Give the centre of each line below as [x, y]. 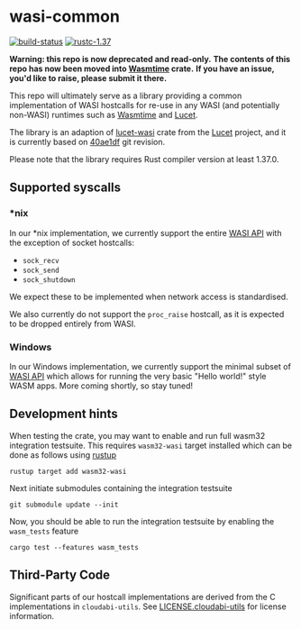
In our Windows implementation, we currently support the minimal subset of [150, 366]
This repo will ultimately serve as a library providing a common [126, 96]
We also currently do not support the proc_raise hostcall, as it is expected [147, 314]
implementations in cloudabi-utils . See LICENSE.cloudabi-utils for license [148, 606]
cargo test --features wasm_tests [74, 547]
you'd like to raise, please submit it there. [88, 77]
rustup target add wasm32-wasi [68, 471]
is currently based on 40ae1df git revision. [87, 141]
